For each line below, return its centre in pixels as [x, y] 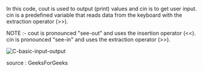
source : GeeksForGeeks [37, 63]
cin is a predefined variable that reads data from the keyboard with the [94, 15]
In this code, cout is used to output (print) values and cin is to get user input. [101, 9]
